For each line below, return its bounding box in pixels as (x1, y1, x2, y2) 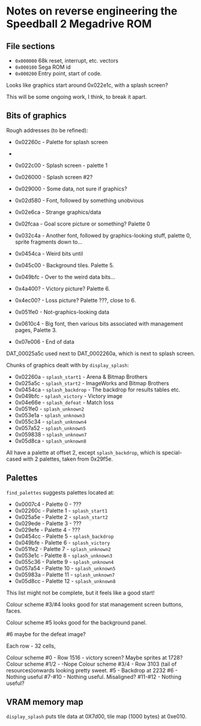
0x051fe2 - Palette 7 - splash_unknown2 (14, 545, 111, 552)
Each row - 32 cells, (6, 642, 56, 649)
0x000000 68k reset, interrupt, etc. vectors (14, 57, 119, 64)
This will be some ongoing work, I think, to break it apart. (6, 93, 147, 100)
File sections (6, 41, 55, 51)
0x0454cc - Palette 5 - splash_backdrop (14, 532, 114, 540)
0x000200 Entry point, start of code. (14, 70, 102, 77)
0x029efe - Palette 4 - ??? (14, 526, 81, 533)
